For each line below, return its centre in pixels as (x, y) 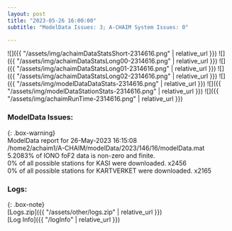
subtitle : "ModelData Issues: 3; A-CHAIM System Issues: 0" (98, 27)
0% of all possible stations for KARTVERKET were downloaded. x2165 (109, 171)
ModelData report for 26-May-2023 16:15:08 (72, 140)
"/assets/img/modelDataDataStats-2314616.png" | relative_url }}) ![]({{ (119, 84)
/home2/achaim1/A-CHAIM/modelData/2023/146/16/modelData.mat (106, 148)
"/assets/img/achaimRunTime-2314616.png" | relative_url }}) (95, 99)
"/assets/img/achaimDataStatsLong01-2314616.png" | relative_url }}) (116, 69)
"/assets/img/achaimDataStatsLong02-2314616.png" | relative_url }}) (117, 76)
